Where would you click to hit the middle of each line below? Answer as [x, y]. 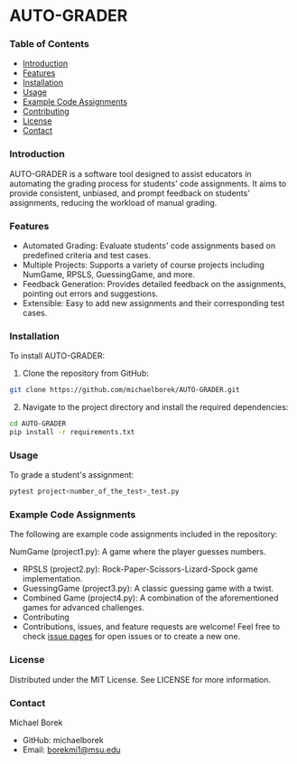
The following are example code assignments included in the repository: [144, 535]
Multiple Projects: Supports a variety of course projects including [143, 265]
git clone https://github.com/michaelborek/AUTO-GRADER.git [125, 390]
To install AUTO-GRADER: [57, 356]
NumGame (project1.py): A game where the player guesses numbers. [138, 552]
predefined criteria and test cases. [86, 256]
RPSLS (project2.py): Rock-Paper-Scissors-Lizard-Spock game [140, 569]
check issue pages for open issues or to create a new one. [131, 637]
